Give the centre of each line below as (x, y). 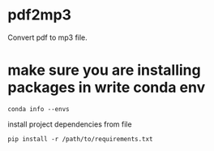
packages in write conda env (107, 88)
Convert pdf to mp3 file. (48, 37)
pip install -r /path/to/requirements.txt (80, 139)
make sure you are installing (104, 70)
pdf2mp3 (40, 15)
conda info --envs (39, 109)
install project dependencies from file (70, 124)
